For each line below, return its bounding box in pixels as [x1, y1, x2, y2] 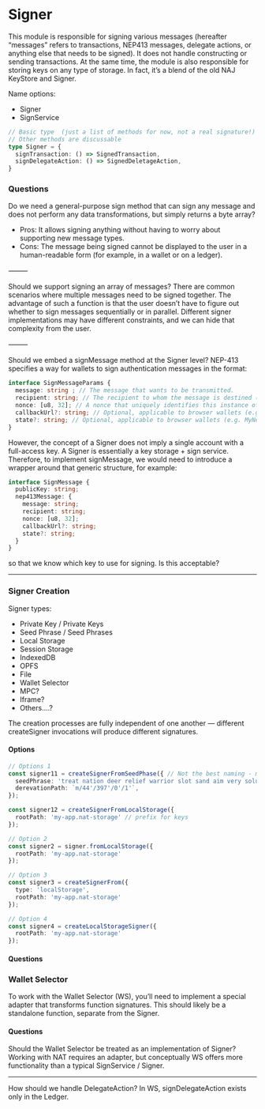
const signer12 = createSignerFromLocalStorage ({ [8, 806, 175, 814]
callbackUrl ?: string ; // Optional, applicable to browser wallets [15, 409, 242, 417]
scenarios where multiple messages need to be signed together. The [8, 290, 231, 300]
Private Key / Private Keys [19, 619, 104, 628]
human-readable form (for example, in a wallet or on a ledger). [19, 251, 223, 260]
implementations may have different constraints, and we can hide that [8, 315, 235, 325]
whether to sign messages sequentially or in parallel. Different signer [8, 307, 232, 317]
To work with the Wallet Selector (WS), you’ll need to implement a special [8, 992, 246, 1001]
